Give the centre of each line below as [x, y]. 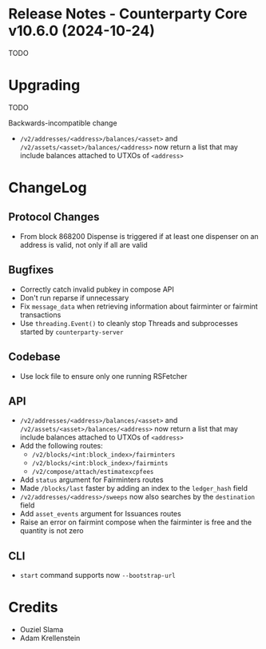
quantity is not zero [52, 531]
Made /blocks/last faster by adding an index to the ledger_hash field [134, 488]
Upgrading [44, 86]
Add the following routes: [61, 446]
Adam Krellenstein [50, 638]
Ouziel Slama [42, 630]
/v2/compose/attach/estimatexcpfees [93, 472]
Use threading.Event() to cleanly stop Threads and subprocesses [129, 323]
